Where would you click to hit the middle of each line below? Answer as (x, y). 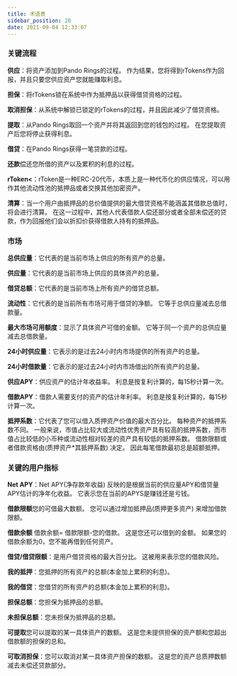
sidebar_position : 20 (39, 21)
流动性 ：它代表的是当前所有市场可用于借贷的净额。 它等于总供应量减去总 (114, 303)
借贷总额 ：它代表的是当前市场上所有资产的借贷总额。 (85, 288)
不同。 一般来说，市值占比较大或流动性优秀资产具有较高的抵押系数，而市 (120, 430)
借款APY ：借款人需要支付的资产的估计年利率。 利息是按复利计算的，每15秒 (117, 397)
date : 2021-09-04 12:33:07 (47, 27)
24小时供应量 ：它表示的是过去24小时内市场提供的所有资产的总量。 (105, 351)
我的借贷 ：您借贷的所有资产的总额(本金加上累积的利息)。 (90, 587)
